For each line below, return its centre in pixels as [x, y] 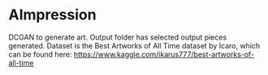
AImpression [52, 15]
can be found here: [40, 54]
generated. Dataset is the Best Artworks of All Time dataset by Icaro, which [134, 45]
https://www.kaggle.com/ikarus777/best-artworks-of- [164, 54]
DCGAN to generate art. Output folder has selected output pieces [118, 37]
